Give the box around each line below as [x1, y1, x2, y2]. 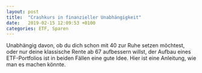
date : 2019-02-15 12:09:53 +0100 [6, 20, 96, 26]
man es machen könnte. [6, 61, 66, 68]
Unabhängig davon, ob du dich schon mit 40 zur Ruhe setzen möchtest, [6, 42, 185, 49]
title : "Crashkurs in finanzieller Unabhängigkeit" [6, 14, 142, 20]
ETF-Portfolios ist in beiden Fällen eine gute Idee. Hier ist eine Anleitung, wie [6, 54, 197, 62]
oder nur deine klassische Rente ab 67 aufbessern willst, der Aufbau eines [6, 48, 191, 56]
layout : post [6, 8, 39, 15]
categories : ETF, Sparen [6, 25, 69, 32]
